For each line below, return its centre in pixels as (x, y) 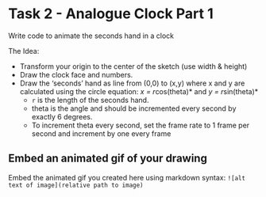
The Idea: (24, 51)
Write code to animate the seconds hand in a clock (91, 36)
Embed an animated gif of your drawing (108, 159)
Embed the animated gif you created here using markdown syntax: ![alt (127, 177)
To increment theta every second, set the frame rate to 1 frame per (141, 125)
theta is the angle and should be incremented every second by (134, 108)
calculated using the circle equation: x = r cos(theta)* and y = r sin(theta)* (139, 91)
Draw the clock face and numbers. (76, 74)
